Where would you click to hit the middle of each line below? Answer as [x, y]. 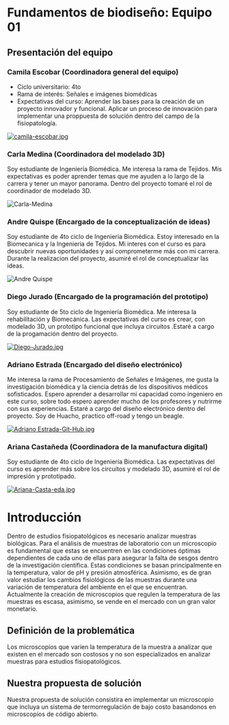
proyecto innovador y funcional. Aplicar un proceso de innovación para [117, 108]
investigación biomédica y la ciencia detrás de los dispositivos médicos [108, 387]
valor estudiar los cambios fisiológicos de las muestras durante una [102, 580]
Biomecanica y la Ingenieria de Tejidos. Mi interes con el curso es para [107, 244]
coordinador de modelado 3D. [49, 191]
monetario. [22, 609]
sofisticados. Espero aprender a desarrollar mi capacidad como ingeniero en [115, 394]
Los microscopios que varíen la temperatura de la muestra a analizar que [110, 647]
